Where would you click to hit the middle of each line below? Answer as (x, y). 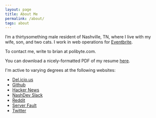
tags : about (17, 23)
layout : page (18, 9)
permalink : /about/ (25, 18)
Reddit (18, 101)
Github (19, 85)
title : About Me (21, 14)
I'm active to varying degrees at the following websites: (60, 70)
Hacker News (26, 90)
